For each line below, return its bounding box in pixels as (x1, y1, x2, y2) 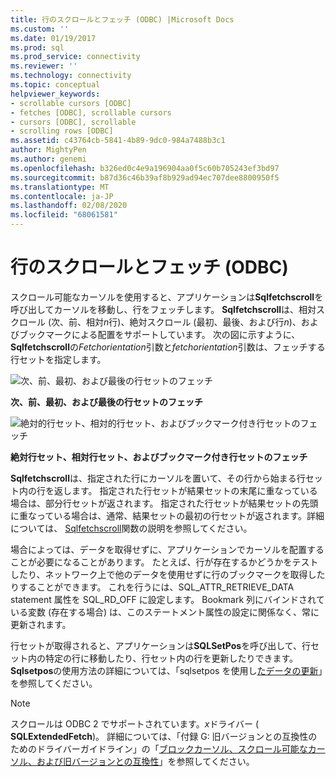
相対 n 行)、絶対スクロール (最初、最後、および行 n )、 (86, 316, 302, 328)
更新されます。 (10, 618, 72, 630)
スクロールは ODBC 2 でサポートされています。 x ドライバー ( (10, 717, 260, 730)
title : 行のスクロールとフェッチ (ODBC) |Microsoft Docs (10, 14, 235, 25)
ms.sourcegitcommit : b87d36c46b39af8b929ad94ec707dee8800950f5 (10, 172, 280, 183)
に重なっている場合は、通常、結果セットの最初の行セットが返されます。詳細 (10, 509, 325, 521)
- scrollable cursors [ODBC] (10, 98, 132, 108)
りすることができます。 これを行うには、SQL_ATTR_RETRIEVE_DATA (10, 581, 295, 593)
